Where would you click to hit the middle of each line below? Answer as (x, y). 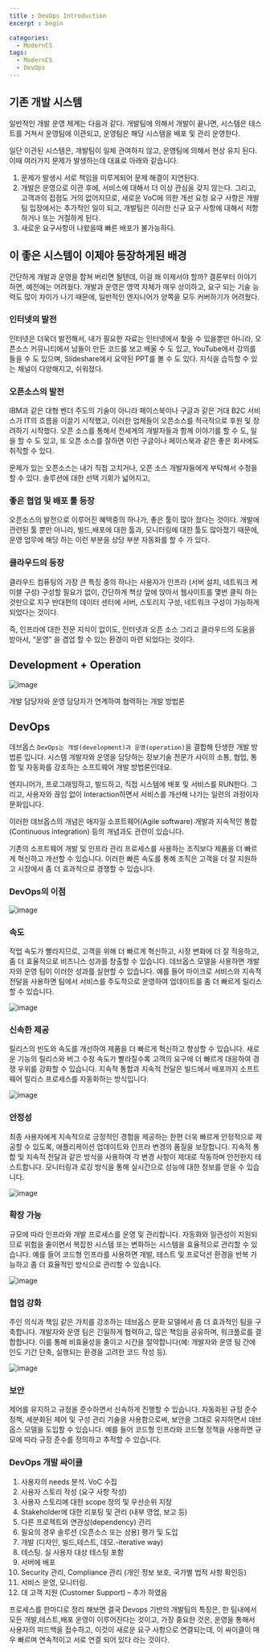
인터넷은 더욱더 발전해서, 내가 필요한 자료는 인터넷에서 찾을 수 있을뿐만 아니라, (131, 338)
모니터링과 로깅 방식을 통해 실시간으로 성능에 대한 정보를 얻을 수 (145, 1167)
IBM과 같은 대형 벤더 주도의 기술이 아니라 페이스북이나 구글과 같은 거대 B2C (127, 410)
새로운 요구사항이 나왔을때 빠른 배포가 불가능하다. (98, 228)
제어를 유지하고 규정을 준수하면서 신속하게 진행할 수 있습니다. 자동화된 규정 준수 (133, 1410)
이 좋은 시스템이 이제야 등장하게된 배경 (98, 255)
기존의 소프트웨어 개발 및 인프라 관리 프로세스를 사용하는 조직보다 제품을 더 (126, 849)
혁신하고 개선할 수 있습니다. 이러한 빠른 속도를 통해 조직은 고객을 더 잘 (127, 859)
